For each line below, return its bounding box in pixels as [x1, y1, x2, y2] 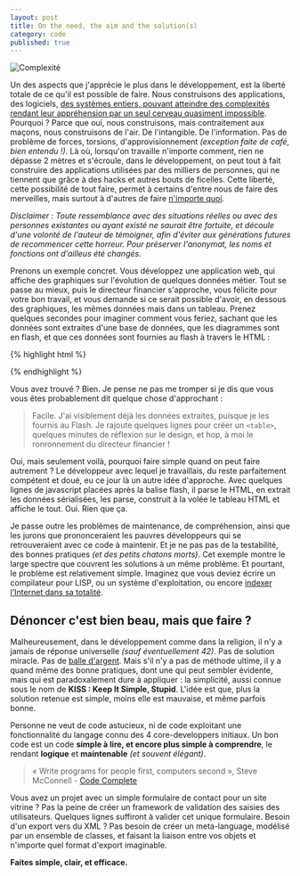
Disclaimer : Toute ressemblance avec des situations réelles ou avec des [10, 210, 279, 221]
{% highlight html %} [10, 349, 87, 360]
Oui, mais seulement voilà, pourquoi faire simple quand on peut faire [10, 456, 261, 467]
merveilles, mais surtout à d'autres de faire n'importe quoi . [10, 193, 225, 204]
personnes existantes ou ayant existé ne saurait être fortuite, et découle [10, 220, 275, 231]
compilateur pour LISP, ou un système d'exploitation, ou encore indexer [10, 577, 272, 588]
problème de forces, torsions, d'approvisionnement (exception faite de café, [10, 136, 290, 147]
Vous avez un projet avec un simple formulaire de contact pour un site [10, 792, 267, 803]
